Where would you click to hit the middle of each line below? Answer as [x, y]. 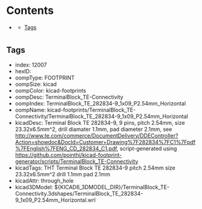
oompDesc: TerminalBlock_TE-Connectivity [69, 97]
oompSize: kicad [36, 84]
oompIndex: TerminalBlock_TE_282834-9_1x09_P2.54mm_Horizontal [100, 103]
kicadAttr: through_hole [44, 181]
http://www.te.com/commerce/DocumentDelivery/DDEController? [96, 135]
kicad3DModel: [34, 187]
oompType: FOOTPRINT [45, 78]
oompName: [31, 110]
